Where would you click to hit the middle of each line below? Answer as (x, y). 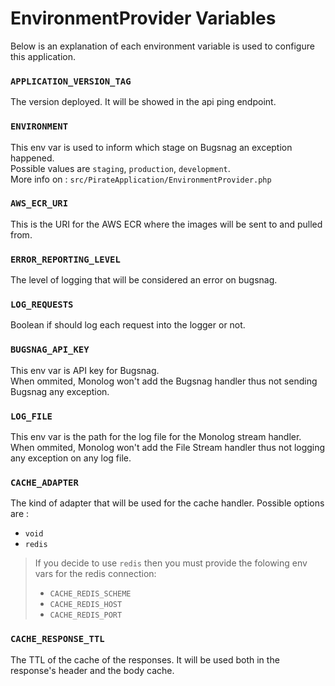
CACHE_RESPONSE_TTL (57, 639)
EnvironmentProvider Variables (143, 18)
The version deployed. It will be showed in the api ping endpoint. (143, 102)
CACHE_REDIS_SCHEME (90, 594)
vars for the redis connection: (95, 574)
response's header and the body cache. (92, 670)
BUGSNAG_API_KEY (50, 350)
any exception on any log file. (71, 458)
